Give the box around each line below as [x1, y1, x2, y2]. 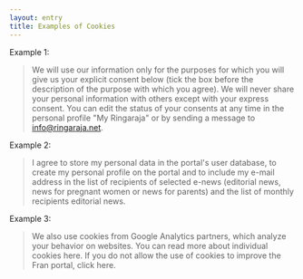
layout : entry [9, 13, 64, 23]
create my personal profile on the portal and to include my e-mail [31, 167, 275, 178]
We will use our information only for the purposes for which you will [31, 64, 285, 75]
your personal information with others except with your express [31, 92, 269, 104]
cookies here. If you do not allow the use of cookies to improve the [31, 250, 281, 261]
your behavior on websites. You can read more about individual [31, 240, 269, 251]
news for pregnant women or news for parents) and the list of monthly [31, 186, 295, 197]
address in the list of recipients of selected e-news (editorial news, [31, 176, 281, 187]
